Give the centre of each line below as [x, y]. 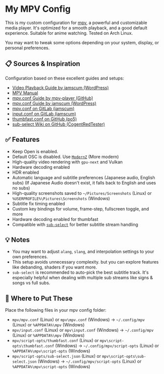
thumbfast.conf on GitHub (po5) [45, 119]
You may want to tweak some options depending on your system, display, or [82, 42]
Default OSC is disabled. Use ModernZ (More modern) [65, 157]
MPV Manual [25, 93]
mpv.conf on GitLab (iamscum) [43, 108]
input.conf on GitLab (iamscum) [44, 113]
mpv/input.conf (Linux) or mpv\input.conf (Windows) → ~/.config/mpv [83, 330]
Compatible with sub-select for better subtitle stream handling [75, 224]
